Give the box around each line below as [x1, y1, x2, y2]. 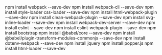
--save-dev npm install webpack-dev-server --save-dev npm [31, 19, 156, 25]
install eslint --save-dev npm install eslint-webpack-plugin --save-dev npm [5, 25, 157, 31]
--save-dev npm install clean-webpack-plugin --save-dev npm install [5, 15, 145, 20]
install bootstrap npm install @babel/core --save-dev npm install [5, 30, 135, 36]
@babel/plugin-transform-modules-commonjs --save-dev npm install [5, 35, 145, 41]
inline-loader [5, 19, 31, 25]
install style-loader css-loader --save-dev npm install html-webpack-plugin [5, 9, 158, 15]
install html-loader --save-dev [5, 46, 66, 51]
